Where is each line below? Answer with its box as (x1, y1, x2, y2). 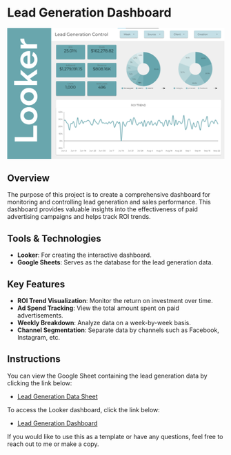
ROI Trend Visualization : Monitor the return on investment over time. (17, 297, 213, 305)
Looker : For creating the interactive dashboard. (17, 251, 152, 260)
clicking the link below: (7, 378, 72, 387)
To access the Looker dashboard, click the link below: (7, 405, 160, 414)
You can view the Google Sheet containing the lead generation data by (7, 371, 208, 380)
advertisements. (17, 311, 63, 320)
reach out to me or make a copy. (7, 440, 99, 448)
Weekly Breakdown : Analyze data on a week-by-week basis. (17, 319, 191, 327)
